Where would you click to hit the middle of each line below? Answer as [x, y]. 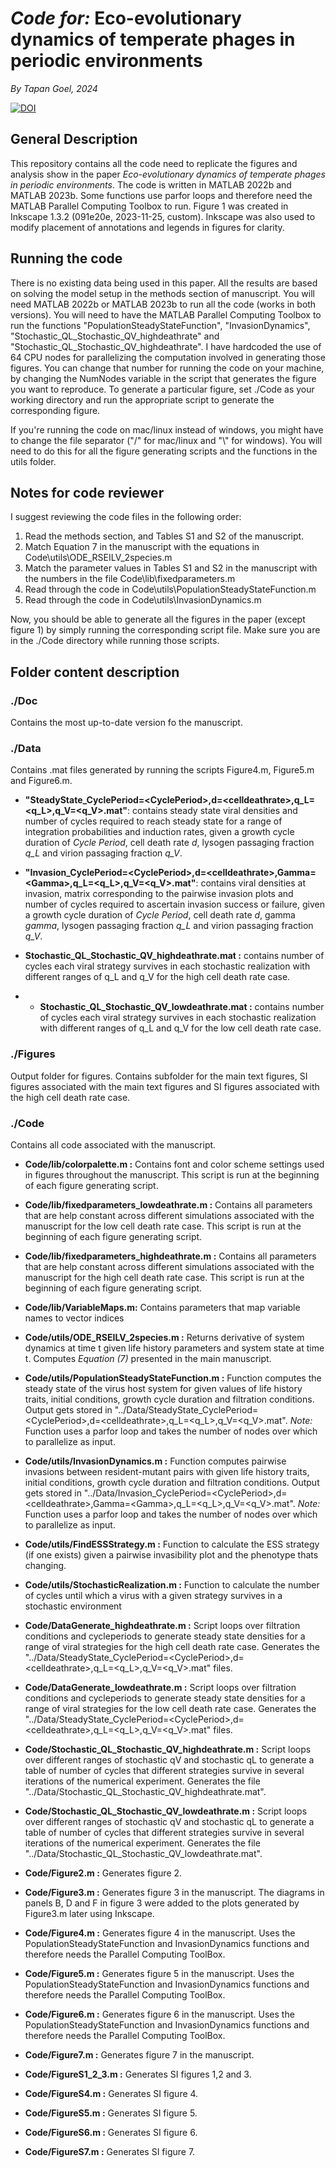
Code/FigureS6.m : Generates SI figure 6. [111, 2132]
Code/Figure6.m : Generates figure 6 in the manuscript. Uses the [159, 2014]
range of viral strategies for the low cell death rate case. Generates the [170, 1708]
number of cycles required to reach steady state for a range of [153, 821]
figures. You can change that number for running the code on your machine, [167, 368]
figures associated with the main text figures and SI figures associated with [165, 1086]
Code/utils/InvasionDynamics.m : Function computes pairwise [155, 1461]
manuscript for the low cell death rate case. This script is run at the [163, 1226]
